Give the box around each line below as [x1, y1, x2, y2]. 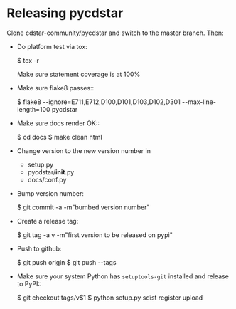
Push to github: [16, 244, 62, 253]
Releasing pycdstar [6, 5, 124, 21]
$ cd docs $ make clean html [16, 132, 102, 141]
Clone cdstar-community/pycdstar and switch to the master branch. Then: [6, 28, 225, 37]
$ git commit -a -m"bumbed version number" [16, 203, 150, 211]
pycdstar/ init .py [27, 167, 75, 176]
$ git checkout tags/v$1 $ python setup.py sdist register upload [16, 293, 203, 302]
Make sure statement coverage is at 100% [16, 70, 141, 78]
